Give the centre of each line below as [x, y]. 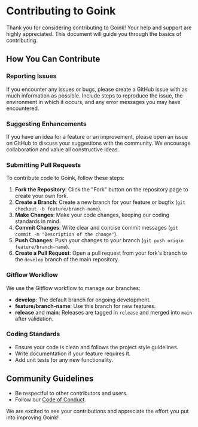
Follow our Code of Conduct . [51, 399]
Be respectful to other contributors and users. [71, 393]
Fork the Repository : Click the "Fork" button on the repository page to [101, 190]
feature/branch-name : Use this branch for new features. [85, 306]
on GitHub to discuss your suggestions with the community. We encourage [98, 143]
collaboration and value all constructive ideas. [63, 149]
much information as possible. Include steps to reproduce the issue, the [95, 95]
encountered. [23, 108]
